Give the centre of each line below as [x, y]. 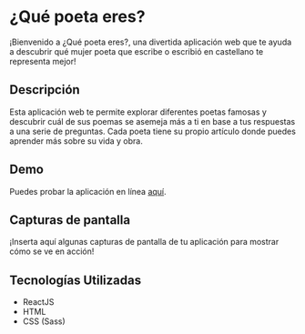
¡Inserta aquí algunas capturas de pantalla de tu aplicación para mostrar [144, 242]
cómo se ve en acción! [52, 251]
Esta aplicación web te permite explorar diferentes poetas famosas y [138, 112]
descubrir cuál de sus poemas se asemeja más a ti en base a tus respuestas [152, 121]
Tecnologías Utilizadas [76, 280]
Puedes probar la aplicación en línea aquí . [88, 191]
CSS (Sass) [44, 321]
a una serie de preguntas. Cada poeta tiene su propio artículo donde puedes [152, 131]
